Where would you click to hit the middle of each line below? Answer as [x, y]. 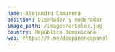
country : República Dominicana [52, 32]
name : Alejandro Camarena [44, 13]
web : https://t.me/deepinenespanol [58, 38]
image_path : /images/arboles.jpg [55, 26]
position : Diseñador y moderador [55, 20]
